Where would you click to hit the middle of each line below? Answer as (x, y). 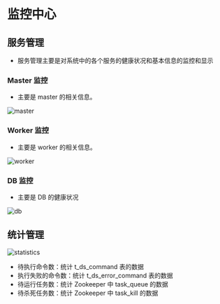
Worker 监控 (28, 130)
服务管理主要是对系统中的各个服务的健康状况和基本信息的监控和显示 (115, 61)
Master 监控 (28, 80)
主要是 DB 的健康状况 (48, 197)
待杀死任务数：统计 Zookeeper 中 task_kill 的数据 (88, 293)
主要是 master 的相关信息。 (57, 97)
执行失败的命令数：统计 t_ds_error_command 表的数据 (95, 275)
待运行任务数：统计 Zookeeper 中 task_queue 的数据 (93, 284)
